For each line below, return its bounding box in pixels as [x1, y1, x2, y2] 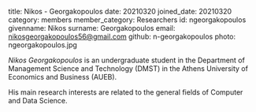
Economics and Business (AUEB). [8, 73, 117, 81]
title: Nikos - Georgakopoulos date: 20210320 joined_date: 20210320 [8, 7, 232, 16]
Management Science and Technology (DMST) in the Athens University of [8, 64, 248, 73]
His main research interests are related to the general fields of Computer [8, 88, 243, 97]
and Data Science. [8, 96, 69, 105]
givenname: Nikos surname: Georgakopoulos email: [8, 24, 176, 32]
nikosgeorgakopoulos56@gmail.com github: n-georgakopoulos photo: [8, 32, 236, 41]
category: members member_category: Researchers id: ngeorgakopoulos [8, 15, 247, 24]
